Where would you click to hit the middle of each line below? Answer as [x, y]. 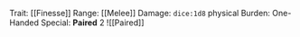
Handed [24, 23]
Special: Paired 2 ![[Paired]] [92, 23]
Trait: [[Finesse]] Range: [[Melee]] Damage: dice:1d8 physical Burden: [140, 13]
